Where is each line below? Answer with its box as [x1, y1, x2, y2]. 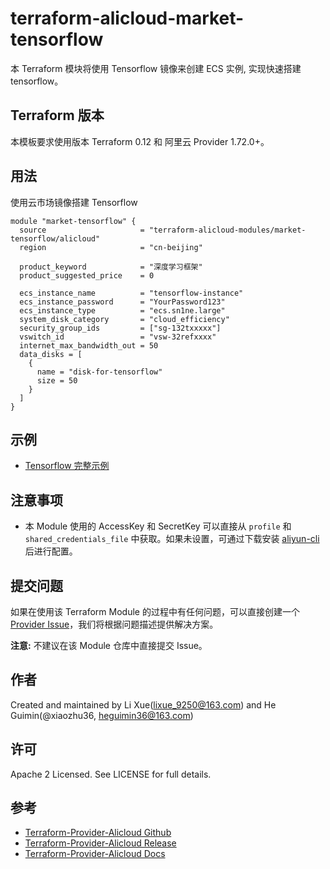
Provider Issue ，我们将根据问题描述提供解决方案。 [10, 618, 219, 630]
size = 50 [36, 375, 78, 386]
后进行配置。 [24, 545, 78, 557]
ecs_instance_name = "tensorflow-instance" [19, 288, 244, 298]
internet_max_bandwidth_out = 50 [19, 340, 159, 351]
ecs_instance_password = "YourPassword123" [19, 297, 226, 307]
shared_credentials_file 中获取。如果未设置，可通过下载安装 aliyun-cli [24, 533, 320, 545]
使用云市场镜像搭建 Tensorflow [10, 196, 138, 208]
